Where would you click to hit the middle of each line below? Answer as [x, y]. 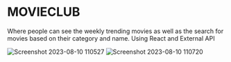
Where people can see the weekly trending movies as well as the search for [115, 31]
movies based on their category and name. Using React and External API [111, 38]
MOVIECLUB [44, 12]
